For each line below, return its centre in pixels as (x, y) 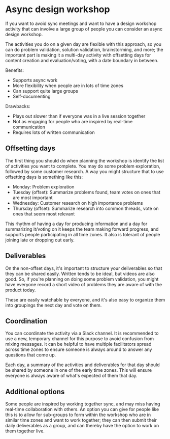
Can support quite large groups (45, 91)
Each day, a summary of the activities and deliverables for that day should (82, 365)
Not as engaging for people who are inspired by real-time (73, 121)
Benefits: (15, 70)
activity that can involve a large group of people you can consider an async (84, 29)
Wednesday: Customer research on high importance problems (78, 203)
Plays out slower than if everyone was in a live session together (79, 116)
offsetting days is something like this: (44, 177)
